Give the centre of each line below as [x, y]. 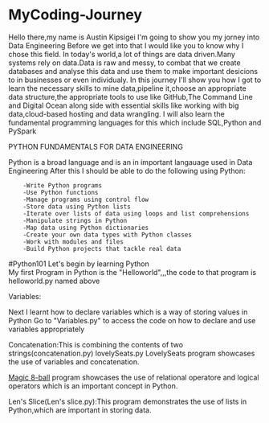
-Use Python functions [61, 192]
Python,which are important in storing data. [80, 410]
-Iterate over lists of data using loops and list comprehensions [136, 214]
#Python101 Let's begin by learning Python [79, 264]
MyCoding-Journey [75, 15]
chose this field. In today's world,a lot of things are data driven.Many [122, 54]
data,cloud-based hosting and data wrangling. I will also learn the [116, 113]
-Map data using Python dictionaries [86, 228]
